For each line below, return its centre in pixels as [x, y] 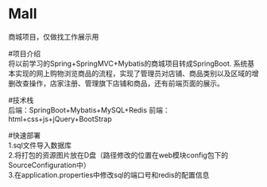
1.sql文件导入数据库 [40, 145]
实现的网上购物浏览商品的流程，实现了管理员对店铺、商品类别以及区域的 [133, 73]
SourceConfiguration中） [49, 165]
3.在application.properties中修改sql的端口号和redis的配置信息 [109, 174]
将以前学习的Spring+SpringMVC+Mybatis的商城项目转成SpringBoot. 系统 [128, 63]
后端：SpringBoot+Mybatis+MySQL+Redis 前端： [89, 110]
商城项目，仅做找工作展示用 [54, 36]
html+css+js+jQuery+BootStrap [60, 119]
